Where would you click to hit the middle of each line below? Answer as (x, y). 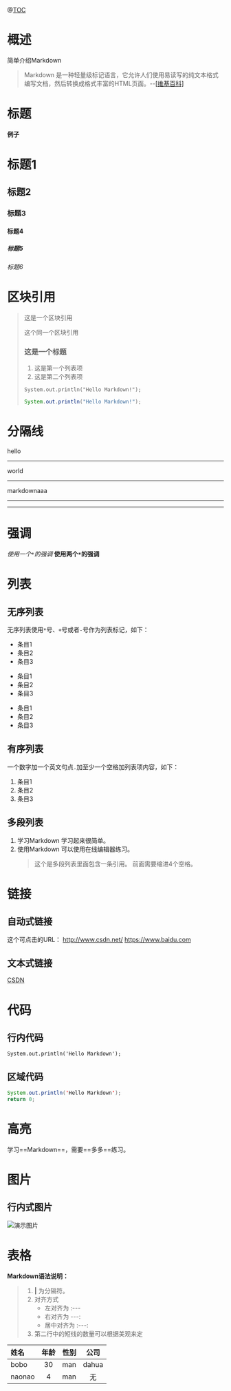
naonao (23, 1377)
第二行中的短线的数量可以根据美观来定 (88, 1334)
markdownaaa (27, 490)
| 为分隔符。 (51, 1290)
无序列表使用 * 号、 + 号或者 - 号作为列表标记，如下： (78, 629)
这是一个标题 (45, 352)
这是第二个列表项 (58, 377)
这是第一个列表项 (58, 368)
